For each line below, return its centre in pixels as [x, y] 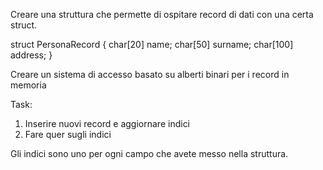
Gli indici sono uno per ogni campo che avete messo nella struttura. [149, 153]
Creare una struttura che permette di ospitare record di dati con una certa [162, 14]
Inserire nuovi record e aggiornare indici [107, 123]
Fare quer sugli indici [68, 134]
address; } [31, 55]
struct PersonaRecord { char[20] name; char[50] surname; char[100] [152, 44]
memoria [28, 85]
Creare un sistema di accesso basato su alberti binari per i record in [150, 74]
